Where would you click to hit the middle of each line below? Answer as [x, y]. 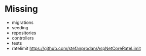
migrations [23, 22]
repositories [24, 33]
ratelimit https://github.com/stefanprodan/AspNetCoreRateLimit [76, 48]
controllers [23, 38]
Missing [21, 9]
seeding [20, 27]
